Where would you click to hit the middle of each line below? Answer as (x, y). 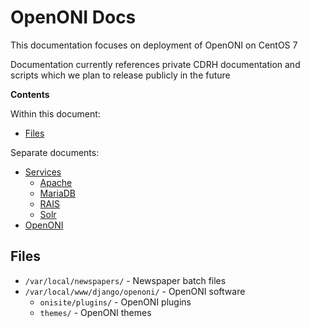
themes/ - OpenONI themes (95, 312)
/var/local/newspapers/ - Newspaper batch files (125, 280)
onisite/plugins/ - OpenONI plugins (115, 302)
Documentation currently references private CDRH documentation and (155, 64)
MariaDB (58, 193)
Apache (56, 182)
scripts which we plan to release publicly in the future (120, 75)
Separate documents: (55, 152)
